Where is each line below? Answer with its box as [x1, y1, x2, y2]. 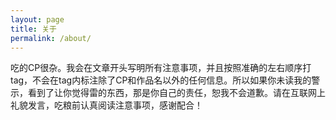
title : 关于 [10, 24, 57, 34]
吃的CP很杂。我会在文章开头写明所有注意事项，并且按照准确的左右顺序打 [10, 62, 312, 74]
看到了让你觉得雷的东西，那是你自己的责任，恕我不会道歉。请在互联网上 [27, 87, 326, 99]
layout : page [10, 14, 65, 25]
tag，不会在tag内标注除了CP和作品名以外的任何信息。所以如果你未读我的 [10, 74, 312, 86]
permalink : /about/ [10, 33, 92, 43]
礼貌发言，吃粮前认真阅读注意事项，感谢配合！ [10, 99, 203, 111]
